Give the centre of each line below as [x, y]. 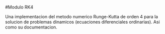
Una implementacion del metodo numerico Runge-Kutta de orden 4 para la [82, 17]
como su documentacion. [31, 27]
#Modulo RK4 [19, 7]
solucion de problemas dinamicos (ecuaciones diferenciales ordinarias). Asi [82, 22]
